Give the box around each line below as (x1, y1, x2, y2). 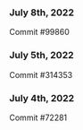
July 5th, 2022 (9, 49, 74, 62)
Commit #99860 (9, 27, 70, 38)
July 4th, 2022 (9, 91, 75, 104)
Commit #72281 (9, 112, 68, 123)
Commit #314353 (9, 69, 73, 80)
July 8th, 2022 (9, 6, 74, 19)
